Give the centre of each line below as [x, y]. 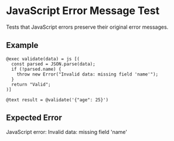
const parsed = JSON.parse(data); [53, 64]
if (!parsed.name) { [36, 69]
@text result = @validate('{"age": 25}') [57, 100]
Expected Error [34, 118]
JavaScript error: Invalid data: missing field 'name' [67, 132]
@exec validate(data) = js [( [43, 59]
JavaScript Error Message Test [83, 11]
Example [22, 45]
